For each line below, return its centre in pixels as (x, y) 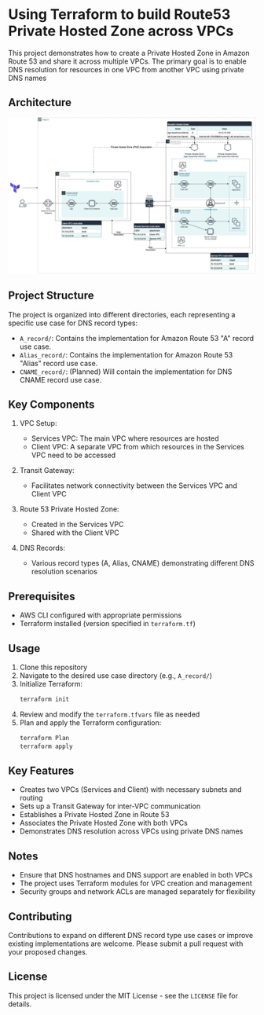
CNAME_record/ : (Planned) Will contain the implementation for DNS (126, 372)
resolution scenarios (64, 572)
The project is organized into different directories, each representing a (122, 314)
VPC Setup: (38, 423)
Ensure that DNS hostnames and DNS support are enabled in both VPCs (136, 875)
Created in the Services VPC (77, 525)
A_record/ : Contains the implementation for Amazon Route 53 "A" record (136, 338)
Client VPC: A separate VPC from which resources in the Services (138, 447)
